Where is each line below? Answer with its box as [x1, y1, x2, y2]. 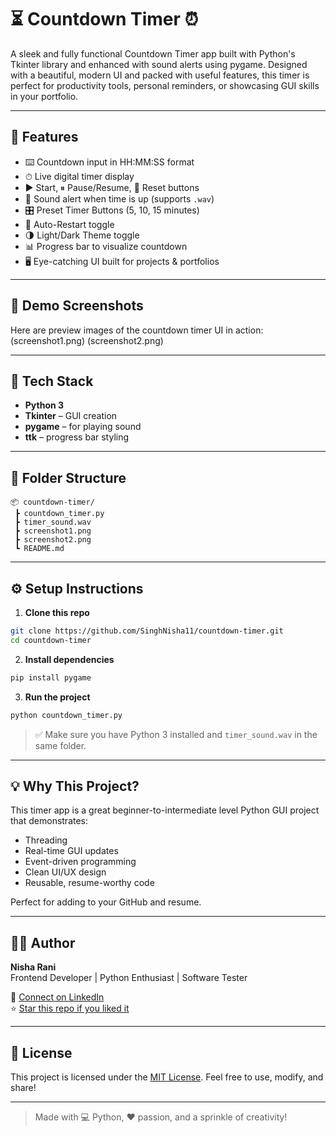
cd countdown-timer [10, 635, 92, 645]
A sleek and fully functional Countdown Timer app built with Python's [10, 47, 296, 60]
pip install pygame [10, 672, 92, 683]
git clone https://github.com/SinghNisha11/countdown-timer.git [10, 626, 284, 636]
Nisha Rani [10, 961, 57, 973]
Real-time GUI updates [24, 845, 119, 857]
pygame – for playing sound [24, 421, 142, 433]
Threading [24, 834, 68, 846]
